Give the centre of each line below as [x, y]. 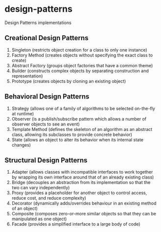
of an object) [24, 208]
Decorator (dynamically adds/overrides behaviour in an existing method [84, 203]
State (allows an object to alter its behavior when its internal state [78, 140]
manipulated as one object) [39, 219]
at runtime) [23, 113]
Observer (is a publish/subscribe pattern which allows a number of [79, 119]
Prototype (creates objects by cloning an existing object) [69, 81]
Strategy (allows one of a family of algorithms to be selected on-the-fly [83, 108]
